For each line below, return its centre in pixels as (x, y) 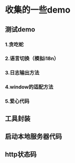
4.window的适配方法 (29, 87)
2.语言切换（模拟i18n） (32, 59)
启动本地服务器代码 (33, 136)
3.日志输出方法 (22, 73)
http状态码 (21, 155)
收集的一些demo (38, 10)
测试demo (20, 29)
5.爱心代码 (17, 101)
